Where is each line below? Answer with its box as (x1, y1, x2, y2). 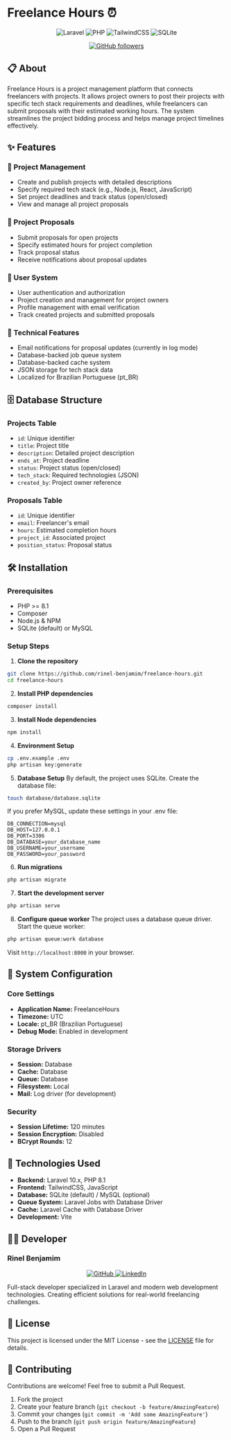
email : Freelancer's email (17, 519, 89, 527)
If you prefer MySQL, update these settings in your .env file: (7, 807, 178, 816)
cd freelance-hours (7, 677, 64, 684)
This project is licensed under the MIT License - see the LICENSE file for (7, 1336, 214, 1344)
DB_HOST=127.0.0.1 (7, 827, 60, 834)
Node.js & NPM (17, 617, 61, 625)
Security (7, 1106, 37, 1116)
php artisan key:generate (7, 761, 82, 768)
